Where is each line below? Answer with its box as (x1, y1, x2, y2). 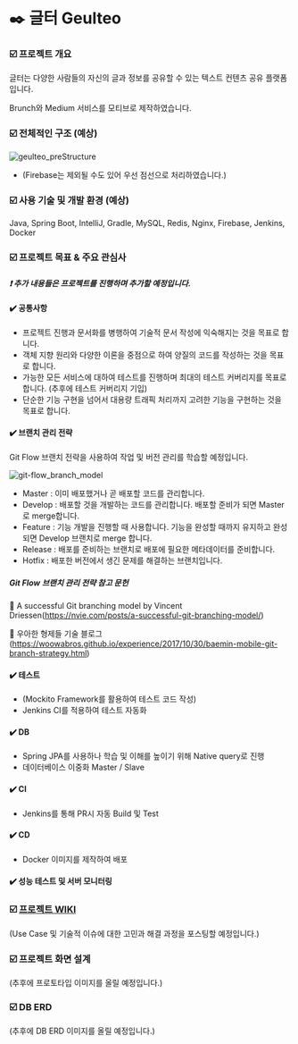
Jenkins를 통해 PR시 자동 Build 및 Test (21, 808, 159, 819)
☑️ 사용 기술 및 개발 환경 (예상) (9, 194, 129, 206)
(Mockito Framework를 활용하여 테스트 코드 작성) (21, 694, 197, 704)
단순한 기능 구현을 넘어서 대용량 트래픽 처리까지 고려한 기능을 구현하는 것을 (21, 394, 283, 405)
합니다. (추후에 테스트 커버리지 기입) (21, 383, 147, 393)
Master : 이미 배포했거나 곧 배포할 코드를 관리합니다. (21, 488, 205, 499)
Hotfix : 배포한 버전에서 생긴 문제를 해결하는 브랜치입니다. (21, 555, 223, 566)
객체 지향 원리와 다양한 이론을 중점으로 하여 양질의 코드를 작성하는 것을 (21, 349, 268, 360)
